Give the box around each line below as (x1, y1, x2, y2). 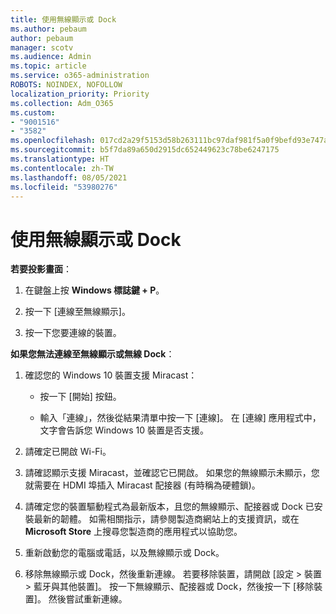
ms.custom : (10, 107, 56, 118)
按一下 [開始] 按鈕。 (39, 391, 122, 403)
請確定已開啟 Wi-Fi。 (24, 446, 112, 458)
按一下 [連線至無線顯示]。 (24, 306, 131, 318)
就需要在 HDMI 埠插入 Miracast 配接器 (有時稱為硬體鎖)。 (24, 479, 261, 491)
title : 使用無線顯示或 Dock (10, 14, 117, 25)
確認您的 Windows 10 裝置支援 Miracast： (24, 369, 198, 381)
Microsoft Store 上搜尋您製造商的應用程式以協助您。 (24, 526, 243, 538)
